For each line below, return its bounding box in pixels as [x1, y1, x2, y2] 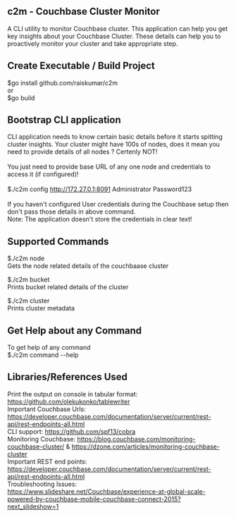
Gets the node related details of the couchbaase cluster [7, 262, 169, 270]
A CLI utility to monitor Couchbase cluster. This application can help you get [7, 24, 228, 32]
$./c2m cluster [7, 296, 50, 305]
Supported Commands [7, 236, 109, 248]
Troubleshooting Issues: [7, 480, 77, 488]
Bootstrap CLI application [7, 114, 121, 126]
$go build [7, 93, 35, 102]
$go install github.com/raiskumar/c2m [7, 78, 118, 87]
